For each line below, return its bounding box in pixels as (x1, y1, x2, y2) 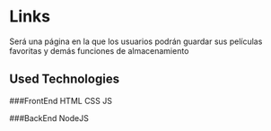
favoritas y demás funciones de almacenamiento (9, 45, 189, 56)
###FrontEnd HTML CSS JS (9, 95, 112, 106)
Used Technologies (9, 72, 119, 87)
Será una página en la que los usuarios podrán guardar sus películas (9, 36, 263, 47)
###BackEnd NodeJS (9, 112, 90, 123)
